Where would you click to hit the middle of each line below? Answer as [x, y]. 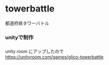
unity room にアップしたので [34, 51]
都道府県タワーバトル [27, 23]
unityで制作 [19, 37]
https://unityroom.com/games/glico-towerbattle [54, 57]
